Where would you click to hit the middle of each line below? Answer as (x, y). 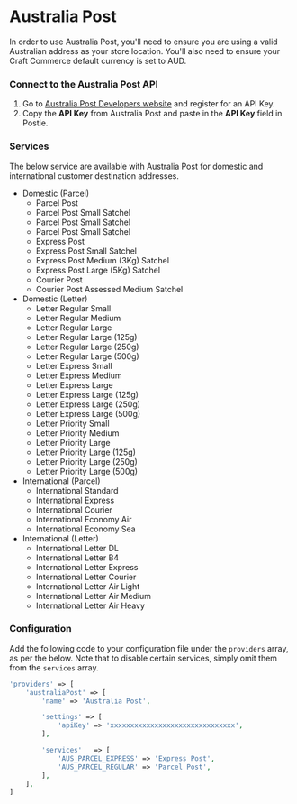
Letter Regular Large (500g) (87, 356)
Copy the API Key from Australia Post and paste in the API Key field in (152, 114)
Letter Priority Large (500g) (86, 471)
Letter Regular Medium (78, 318)
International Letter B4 (77, 558)
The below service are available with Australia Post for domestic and (136, 166)
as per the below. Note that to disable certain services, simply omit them (143, 658)
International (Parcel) (61, 481)
